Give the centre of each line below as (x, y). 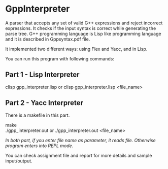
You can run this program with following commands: (60, 58)
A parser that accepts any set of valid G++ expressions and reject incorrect (84, 23)
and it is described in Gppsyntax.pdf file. (48, 39)
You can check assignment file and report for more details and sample (79, 155)
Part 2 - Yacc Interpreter (44, 103)
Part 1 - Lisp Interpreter (42, 75)
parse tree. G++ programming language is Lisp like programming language (83, 33)
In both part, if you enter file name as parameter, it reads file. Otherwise (80, 140)
